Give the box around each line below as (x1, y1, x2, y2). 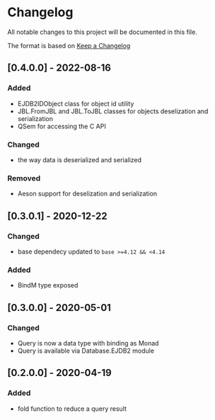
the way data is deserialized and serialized (17, 155, 142, 164)
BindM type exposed (17, 281, 79, 290)
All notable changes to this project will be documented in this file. (7, 28, 198, 36)
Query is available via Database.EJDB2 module (17, 346, 154, 355)
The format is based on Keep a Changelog (7, 41, 131, 50)
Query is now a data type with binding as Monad (17, 339, 159, 347)
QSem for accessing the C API (17, 122, 106, 130)
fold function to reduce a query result (17, 404, 127, 413)
